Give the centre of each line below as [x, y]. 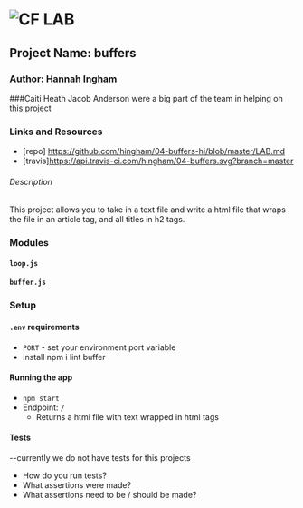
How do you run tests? [64, 475]
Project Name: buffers [73, 53]
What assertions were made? [77, 485]
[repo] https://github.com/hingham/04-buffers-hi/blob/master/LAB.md [153, 151]
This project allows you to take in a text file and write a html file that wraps [148, 210]
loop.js [24, 263]
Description [31, 181]
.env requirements [44, 327]
